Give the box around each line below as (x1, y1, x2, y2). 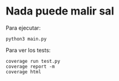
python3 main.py (5, 36, 47, 42)
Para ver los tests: (5, 47, 51, 54)
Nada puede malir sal (5, 4, 115, 18)
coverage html (5, 68, 42, 75)
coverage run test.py (5, 58, 61, 64)
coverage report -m (5, 63, 55, 70)
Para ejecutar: (5, 24, 41, 31)
